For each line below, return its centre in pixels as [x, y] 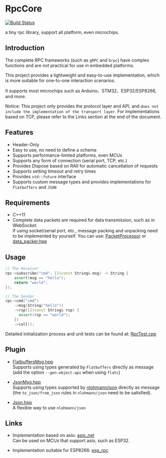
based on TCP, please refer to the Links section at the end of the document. [83, 117]
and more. [16, 96]
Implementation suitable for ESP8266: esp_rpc [60, 450]
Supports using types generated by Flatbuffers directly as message [83, 367]
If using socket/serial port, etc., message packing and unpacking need [85, 231]
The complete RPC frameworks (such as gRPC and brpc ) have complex [77, 60]
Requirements [27, 202]
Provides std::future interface [44, 176]
